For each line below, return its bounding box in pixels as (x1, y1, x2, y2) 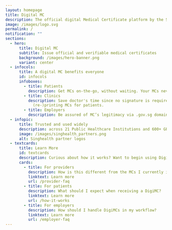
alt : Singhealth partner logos (18, 136, 86, 141)
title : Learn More (18, 145, 58, 151)
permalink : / (5, 27, 33, 32)
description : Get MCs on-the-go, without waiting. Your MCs (28, 88, 159, 94)
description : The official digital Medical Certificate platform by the (5, 17, 164, 22)
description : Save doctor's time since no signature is (28, 98, 150, 103)
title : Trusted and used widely (18, 121, 88, 127)
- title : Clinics (24, 93, 60, 98)
